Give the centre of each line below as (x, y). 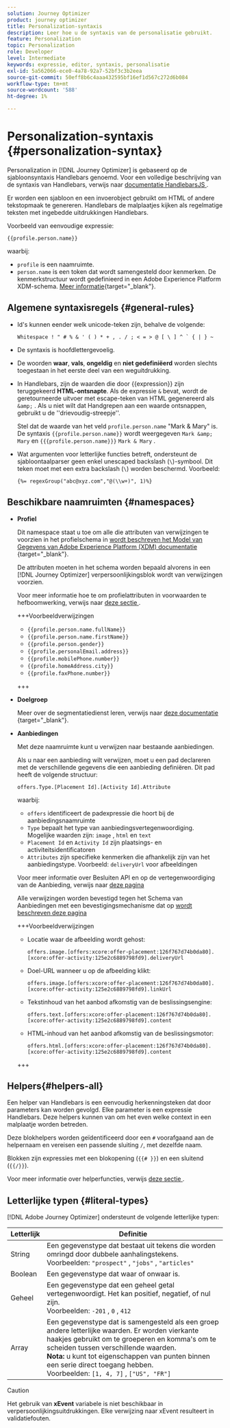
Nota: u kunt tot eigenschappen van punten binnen (128, 1357)
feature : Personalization (44, 39)
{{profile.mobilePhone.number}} (73, 659)
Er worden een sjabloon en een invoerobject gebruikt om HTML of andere (111, 198)
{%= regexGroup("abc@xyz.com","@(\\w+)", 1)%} (85, 481)
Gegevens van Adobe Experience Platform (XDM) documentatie (107, 546)
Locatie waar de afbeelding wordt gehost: (86, 939)
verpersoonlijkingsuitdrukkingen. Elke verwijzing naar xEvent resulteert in (111, 1411)
